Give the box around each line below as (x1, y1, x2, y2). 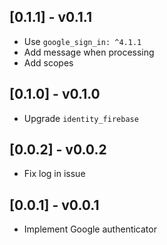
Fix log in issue (23, 168, 86, 180)
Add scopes (23, 56, 74, 69)
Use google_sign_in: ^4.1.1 (23, 35, 142, 47)
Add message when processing (23, 46, 155, 58)
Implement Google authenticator (23, 223, 157, 235)
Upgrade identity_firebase (23, 112, 139, 124)
